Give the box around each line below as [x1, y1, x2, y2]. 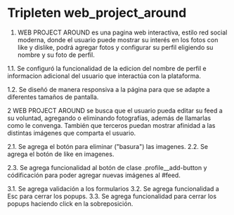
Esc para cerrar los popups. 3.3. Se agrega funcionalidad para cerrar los [7, 192, 216, 200]
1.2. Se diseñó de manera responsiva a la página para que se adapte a [7, 85, 210, 93]
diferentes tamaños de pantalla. [7, 93, 99, 101]
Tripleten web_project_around [7, 5, 187, 21]
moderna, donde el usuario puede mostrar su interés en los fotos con [17, 35, 219, 44]
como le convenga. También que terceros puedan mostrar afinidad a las [7, 121, 216, 129]
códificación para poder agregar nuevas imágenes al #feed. [7, 171, 181, 179]
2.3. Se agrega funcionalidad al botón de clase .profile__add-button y [7, 163, 207, 171]
